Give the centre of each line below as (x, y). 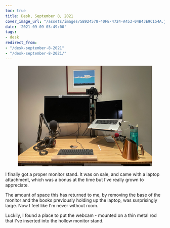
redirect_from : (21, 43)
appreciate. (17, 185)
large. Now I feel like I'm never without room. (52, 205)
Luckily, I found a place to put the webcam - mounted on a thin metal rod (81, 215)
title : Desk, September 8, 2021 (39, 16)
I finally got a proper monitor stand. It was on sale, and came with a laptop (82, 174)
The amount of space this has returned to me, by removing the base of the (83, 195)
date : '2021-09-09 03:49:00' (36, 27)
